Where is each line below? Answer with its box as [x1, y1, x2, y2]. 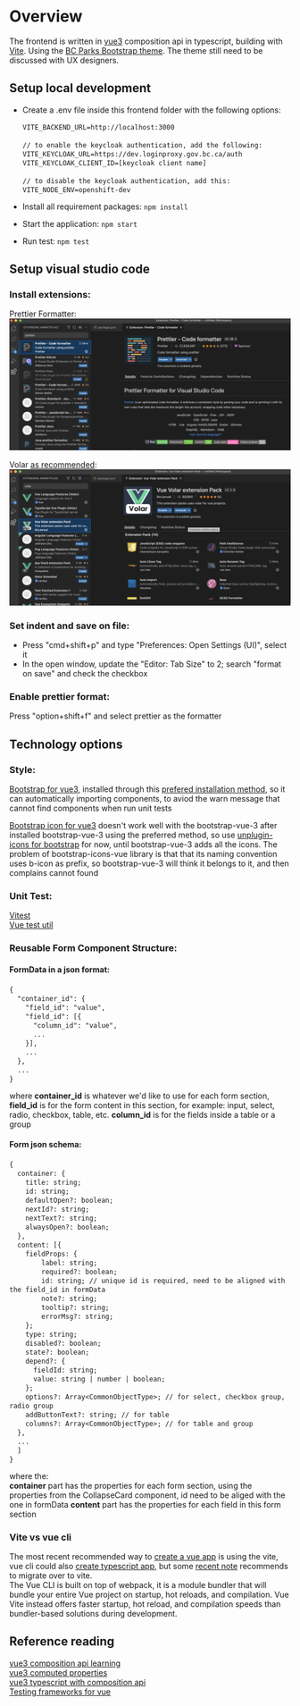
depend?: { [25, 1357, 66, 1366]
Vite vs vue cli [9, 1531, 72, 1543]
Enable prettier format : [9, 691, 110, 703]
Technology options [9, 736, 123, 752]
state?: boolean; [25, 1348, 90, 1357]
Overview [9, 6, 83, 27]
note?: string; [41, 1294, 98, 1303]
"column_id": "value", [32, 1021, 118, 1029]
